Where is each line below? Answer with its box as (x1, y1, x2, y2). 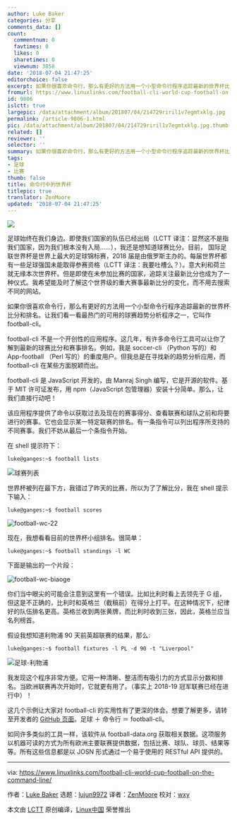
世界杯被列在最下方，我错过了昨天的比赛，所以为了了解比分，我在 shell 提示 (7, 484, 229, 492)
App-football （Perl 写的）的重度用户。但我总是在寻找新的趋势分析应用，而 (7, 352, 226, 361)
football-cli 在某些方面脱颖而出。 (7, 361, 102, 369)
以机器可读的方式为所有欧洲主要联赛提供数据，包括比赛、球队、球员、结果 (7, 739, 224, 747)
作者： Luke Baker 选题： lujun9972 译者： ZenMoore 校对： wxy (7, 790, 190, 798)
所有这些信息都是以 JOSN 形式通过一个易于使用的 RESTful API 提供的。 (19, 747, 227, 756)
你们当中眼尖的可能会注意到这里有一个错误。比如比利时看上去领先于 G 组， (7, 590, 226, 598)
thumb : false (7, 174, 46, 181)
